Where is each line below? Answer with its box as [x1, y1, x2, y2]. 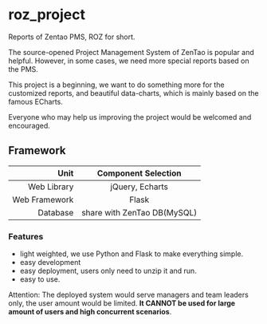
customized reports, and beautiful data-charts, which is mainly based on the [8, 88, 259, 97]
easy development [19, 258, 81, 267]
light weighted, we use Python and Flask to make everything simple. [19, 249, 244, 259]
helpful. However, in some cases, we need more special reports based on [8, 56, 249, 65]
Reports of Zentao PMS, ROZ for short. [8, 32, 135, 41]
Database [37, 207, 74, 218]
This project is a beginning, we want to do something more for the [8, 80, 225, 89]
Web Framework [12, 194, 74, 205]
